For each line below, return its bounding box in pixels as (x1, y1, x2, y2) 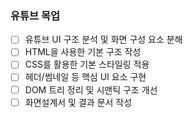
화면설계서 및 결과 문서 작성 (24, 96, 133, 108)
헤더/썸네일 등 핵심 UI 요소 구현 (24, 71, 147, 83)
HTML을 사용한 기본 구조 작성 (24, 46, 142, 58)
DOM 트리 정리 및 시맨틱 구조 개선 (24, 83, 158, 96)
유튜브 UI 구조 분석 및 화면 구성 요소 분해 (24, 33, 183, 46)
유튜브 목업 (10, 8, 61, 22)
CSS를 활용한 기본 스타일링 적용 (24, 58, 150, 71)
